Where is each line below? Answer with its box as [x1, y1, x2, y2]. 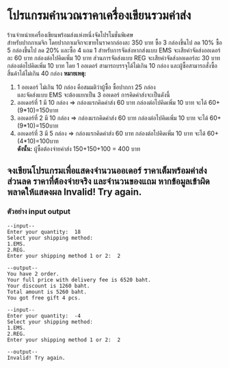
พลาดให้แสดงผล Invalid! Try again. [7, 186, 142, 198]
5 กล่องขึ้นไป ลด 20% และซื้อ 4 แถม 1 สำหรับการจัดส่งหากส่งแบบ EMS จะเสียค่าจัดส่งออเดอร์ [7, 46, 221, 54]
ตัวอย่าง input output [7, 207, 70, 217]
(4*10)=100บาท [16, 136, 59, 145]
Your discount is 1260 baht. [7, 282, 90, 289]
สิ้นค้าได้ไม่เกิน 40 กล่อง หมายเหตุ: [7, 69, 87, 77]
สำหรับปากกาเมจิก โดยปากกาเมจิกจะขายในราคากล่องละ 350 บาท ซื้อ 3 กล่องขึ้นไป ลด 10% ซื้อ [7, 38, 222, 47]
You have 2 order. [7, 270, 59, 278]
